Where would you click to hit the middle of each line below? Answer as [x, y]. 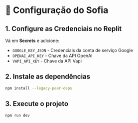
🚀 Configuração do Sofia [57, 10]
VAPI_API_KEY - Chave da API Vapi [47, 61]
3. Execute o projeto [37, 104]
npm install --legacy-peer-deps [39, 88]
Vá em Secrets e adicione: [32, 40]
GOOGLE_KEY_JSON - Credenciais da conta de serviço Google [73, 50]
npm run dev [17, 115]
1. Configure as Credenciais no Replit [64, 29]
